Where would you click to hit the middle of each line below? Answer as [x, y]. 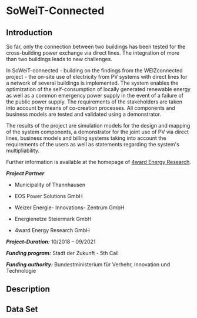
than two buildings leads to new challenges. [59, 59]
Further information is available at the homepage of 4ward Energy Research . [98, 162]
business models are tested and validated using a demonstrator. [84, 114]
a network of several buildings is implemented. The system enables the [92, 83]
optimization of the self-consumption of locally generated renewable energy [98, 89]
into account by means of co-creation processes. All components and [91, 108]
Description [28, 289]
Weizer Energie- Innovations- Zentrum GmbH [69, 207]
